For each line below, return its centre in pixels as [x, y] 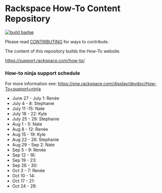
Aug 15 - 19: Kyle [29, 135]
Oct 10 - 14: [24, 176]
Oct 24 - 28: [24, 186]
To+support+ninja [23, 89]
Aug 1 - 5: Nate [27, 124]
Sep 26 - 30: [25, 165]
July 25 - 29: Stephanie [36, 119]
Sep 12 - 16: [24, 155]
